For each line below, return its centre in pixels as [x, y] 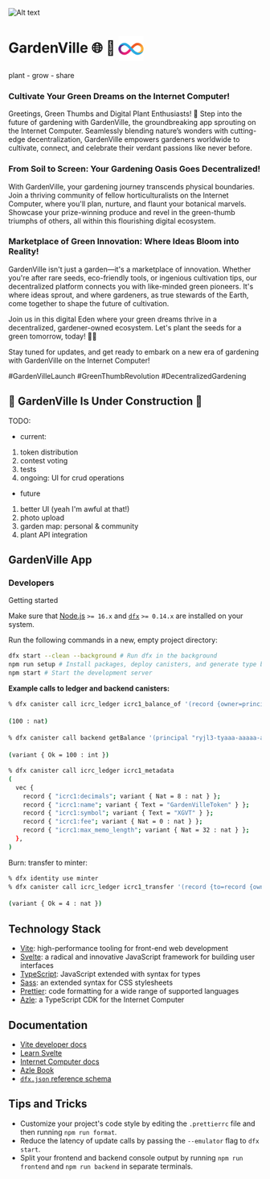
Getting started [33, 600]
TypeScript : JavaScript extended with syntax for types [110, 974]
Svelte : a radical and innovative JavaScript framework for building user [137, 957]
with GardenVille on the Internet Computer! [79, 360]
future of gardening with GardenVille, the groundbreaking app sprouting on [132, 122]
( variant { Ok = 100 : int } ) [59, 755]
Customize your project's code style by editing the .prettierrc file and [137, 1123]
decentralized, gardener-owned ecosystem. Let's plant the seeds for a [125, 327]
